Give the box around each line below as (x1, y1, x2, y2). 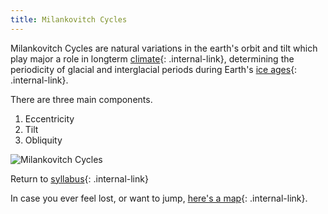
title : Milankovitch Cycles (10, 14, 128, 25)
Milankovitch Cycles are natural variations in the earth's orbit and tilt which (10, 42, 318, 54)
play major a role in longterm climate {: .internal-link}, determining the (10, 52, 295, 65)
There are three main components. (10, 93, 153, 105)
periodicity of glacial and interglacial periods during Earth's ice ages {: (10, 63, 298, 75)
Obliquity (24, 134, 63, 146)
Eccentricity (24, 112, 75, 125)
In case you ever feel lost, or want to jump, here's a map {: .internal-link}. (10, 192, 308, 204)
